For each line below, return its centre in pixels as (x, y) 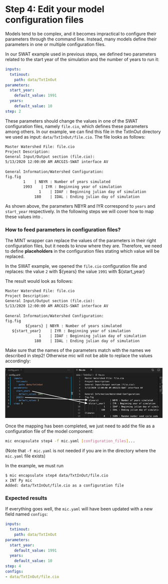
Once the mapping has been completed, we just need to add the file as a (80, 426)
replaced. (15, 257)
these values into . (24, 217)
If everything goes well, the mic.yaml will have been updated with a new (79, 509)
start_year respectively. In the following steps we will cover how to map (79, 211)
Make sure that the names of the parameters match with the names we (78, 350)
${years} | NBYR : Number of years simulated (73, 326)
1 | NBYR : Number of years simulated (67, 182)
